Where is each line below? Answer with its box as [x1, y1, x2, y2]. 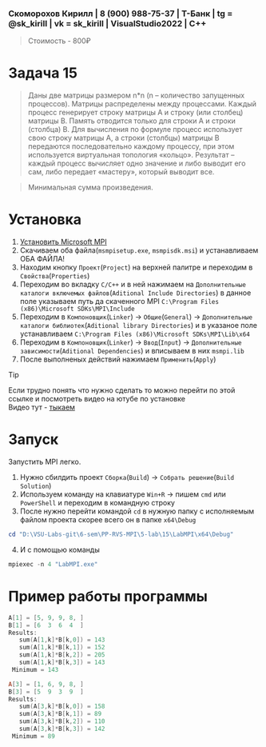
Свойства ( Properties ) [19, 271, 90, 281]
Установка [8, 210, 82, 229]
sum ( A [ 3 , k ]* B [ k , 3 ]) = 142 [18, 725, 105, 733]
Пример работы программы [8, 588, 208, 605]
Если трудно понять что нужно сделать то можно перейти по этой [8, 385, 236, 395]
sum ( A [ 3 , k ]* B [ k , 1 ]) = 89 [18, 710, 102, 718]
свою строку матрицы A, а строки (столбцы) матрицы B [27, 133, 220, 143]
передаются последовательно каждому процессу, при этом [27, 142, 235, 151]
